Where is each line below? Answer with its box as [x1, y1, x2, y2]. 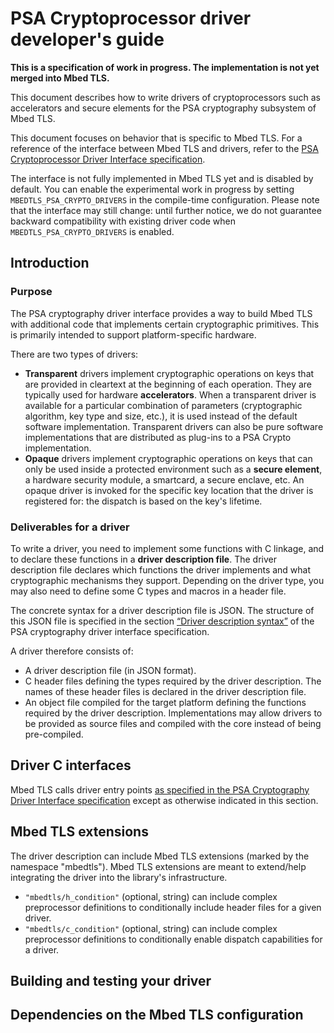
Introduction [10, 255, 90, 272]
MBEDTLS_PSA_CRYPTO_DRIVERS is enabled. [10, 225, 175, 237]
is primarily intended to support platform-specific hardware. [10, 328, 257, 341]
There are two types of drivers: [10, 348, 139, 360]
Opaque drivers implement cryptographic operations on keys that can [24, 452, 313, 464]
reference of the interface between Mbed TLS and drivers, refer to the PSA [10, 142, 319, 154]
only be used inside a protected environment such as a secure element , [24, 463, 323, 475]
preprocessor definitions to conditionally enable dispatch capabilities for [24, 933, 323, 945]
